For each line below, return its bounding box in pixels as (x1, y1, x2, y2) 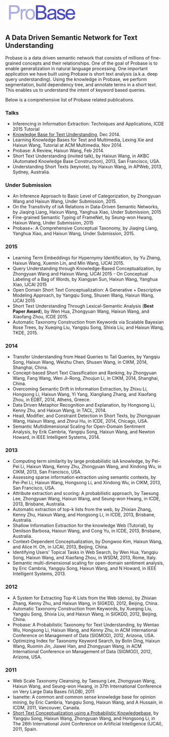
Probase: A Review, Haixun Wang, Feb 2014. (12, 148, 104, 154)
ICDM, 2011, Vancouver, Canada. (12, 704, 81, 710)
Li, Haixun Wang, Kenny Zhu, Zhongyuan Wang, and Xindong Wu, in (20, 464, 162, 470)
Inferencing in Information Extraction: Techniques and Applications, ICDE (12, 121, 164, 127)
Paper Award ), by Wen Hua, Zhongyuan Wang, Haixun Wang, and (12, 308, 150, 314)
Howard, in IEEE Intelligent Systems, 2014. (12, 434, 100, 440)
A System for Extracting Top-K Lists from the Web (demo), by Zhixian (12, 595, 157, 601)
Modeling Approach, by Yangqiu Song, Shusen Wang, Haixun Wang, (12, 292, 155, 298)
